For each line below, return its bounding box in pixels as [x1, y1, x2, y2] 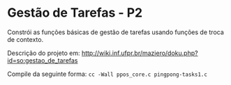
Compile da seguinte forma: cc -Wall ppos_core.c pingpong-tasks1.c [7, 70, 208, 78]
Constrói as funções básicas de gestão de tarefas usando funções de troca [7, 28, 225, 36]
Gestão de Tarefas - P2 [7, 5, 143, 21]
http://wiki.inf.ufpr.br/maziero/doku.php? [81, 49, 198, 57]
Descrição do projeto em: [7, 49, 80, 57]
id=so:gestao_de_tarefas [7, 56, 78, 64]
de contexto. [7, 35, 44, 43]
